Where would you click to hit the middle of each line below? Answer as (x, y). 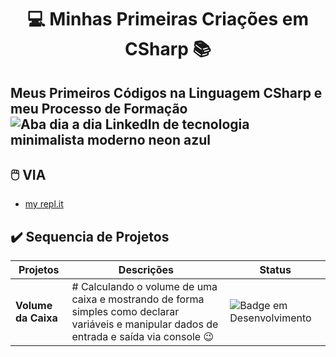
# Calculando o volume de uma (144, 287)
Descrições (146, 270)
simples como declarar (125, 312)
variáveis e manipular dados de (145, 324)
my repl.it (44, 204)
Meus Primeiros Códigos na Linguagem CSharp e (166, 92)
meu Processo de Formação (99, 108)
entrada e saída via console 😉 (143, 337)
